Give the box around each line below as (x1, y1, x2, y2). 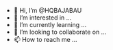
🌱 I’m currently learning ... (13, 21, 87, 28)
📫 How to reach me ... (13, 36, 77, 43)
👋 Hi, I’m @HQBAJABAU (13, 7, 82, 14)
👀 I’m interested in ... (13, 14, 72, 22)
